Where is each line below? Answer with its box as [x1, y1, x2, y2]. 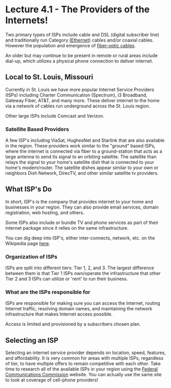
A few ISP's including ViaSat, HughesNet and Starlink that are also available [5, 137, 165, 143]
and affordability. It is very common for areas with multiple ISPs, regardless [5, 355, 164, 361]
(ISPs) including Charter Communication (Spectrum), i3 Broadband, [5, 91, 147, 98]
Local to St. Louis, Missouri [5, 73, 93, 82]
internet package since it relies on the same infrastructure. [5, 225, 129, 231]
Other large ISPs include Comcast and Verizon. [5, 113, 104, 119]
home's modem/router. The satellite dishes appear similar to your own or [5, 164, 159, 171]
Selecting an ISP [5, 336, 59, 345]
